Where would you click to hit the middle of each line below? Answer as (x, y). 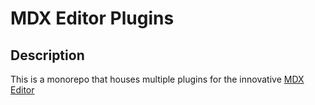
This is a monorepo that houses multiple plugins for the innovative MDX (157, 79)
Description (47, 55)
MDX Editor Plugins (92, 18)
